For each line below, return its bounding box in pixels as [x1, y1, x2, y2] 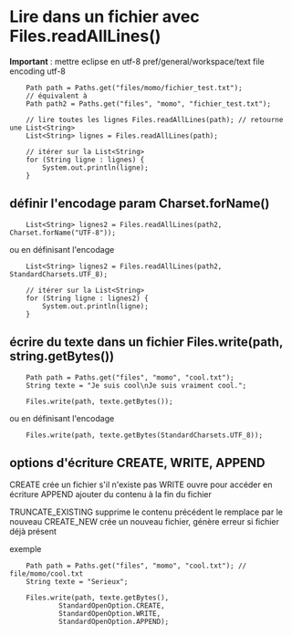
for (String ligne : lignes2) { [26, 294, 149, 303]
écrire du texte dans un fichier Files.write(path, [9, 335, 284, 350]
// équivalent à [26, 91, 89, 100]
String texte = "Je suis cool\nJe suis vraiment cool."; [26, 380, 247, 390]
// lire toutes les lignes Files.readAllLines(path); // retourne [26, 115, 284, 124]
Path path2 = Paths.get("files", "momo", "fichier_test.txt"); [26, 99, 272, 109]
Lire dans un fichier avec [9, 6, 200, 27]
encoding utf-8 [9, 66, 66, 77]
